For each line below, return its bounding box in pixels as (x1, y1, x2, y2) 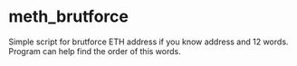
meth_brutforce (8, 6, 129, 27)
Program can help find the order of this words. (8, 45, 182, 56)
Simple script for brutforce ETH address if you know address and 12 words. (8, 36, 289, 47)
